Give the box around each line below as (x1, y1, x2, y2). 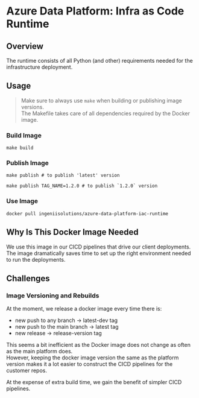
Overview (6, 41, 44, 51)
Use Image (6, 197, 38, 206)
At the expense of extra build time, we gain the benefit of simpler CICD (6, 379, 182, 386)
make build (6, 145, 34, 151)
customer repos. (6, 367, 47, 374)
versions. (21, 103, 44, 110)
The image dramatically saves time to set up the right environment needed (6, 249, 191, 257)
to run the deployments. (6, 256, 66, 263)
